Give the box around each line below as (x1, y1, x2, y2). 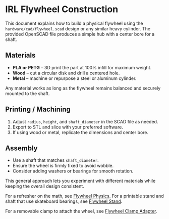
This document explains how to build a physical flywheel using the (5, 20, 143, 26)
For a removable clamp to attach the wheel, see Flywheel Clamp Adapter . (5, 208, 157, 214)
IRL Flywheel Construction (5, 4, 119, 15)
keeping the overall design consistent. (5, 183, 84, 189)
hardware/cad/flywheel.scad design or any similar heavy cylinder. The (5, 25, 150, 31)
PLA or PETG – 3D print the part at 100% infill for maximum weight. (12, 64, 152, 70)
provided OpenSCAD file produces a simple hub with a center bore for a (5, 31, 155, 37)
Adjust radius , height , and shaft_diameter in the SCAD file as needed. (12, 118, 158, 124)
